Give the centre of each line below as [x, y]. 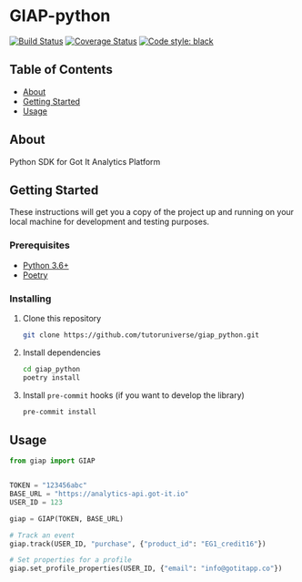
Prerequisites [40, 245]
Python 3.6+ [46, 265]
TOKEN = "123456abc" [49, 485]
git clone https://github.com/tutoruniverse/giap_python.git [141, 335]
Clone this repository [62, 318]
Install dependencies [62, 352]
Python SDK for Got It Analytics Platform [85, 161]
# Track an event [42, 535]
